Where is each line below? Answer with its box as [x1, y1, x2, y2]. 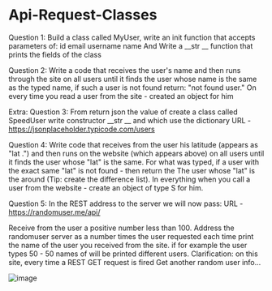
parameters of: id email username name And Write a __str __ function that [8, 41, 253, 50]
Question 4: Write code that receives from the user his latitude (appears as [8, 139, 258, 149]
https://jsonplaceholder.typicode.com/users [8, 124, 156, 134]
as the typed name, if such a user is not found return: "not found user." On [8, 83, 257, 92]
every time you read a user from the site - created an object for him [8, 91, 234, 101]
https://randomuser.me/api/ [8, 207, 101, 216]
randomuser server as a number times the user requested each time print [8, 231, 254, 241]
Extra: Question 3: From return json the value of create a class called [8, 107, 238, 117]
